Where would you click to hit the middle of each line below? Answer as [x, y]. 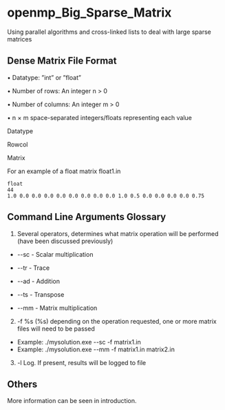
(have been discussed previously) [65, 241]
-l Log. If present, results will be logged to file [82, 362]
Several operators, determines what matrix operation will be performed [118, 233]
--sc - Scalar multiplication [55, 254]
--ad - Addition [39, 281]
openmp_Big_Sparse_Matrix [89, 13]
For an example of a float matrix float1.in [64, 171]
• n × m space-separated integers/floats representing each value [100, 117]
